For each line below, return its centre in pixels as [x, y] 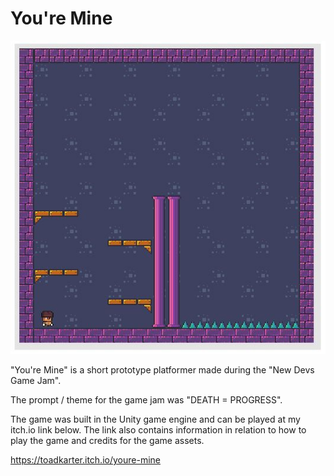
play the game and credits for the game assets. [107, 441]
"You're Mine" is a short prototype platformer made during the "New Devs [162, 370]
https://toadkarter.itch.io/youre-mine [85, 460]
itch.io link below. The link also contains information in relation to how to [158, 430]
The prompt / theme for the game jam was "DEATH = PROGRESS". [146, 400]
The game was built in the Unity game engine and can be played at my [155, 419]
